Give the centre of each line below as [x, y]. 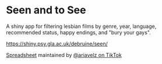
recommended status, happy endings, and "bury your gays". [79, 32]
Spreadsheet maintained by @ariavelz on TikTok [64, 55]
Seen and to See [46, 10]
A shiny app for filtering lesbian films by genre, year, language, [81, 26]
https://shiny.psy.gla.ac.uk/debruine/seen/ [57, 44]
